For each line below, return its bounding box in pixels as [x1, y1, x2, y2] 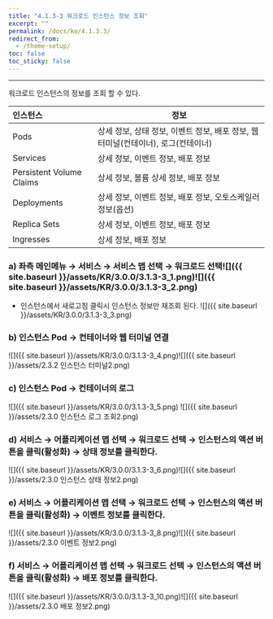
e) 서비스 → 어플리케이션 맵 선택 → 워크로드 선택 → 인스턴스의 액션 [8, 497, 253, 508]
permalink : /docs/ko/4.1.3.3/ [8, 27, 111, 35]
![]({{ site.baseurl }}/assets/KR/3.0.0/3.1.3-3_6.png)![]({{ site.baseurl [8, 465, 236, 475]
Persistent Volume [12, 166, 83, 177]
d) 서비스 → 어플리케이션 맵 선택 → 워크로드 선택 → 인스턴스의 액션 [8, 434, 254, 445]
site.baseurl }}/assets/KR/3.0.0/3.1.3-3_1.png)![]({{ [8, 271, 215, 282]
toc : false [8, 50, 45, 58]
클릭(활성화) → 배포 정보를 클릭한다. [25, 573, 158, 584]
